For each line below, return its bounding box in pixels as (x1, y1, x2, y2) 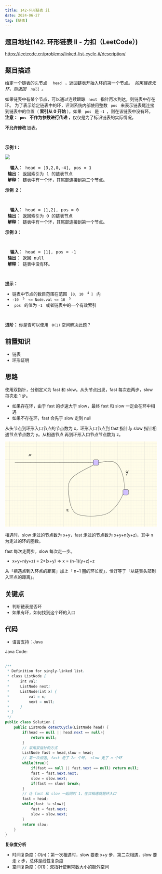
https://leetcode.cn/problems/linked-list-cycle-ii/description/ (5, 51, 126, 57)
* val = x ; (7, 694, 47, 699)
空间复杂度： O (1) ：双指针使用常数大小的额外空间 (12, 864, 109, 870)
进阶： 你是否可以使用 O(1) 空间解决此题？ (5, 322, 92, 328)
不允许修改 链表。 (5, 125, 40, 130)
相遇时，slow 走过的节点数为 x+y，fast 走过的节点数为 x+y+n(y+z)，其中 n (5, 532, 153, 538)
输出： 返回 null (7, 255, 44, 261)
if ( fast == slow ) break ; (30, 781, 81, 786)
